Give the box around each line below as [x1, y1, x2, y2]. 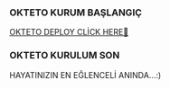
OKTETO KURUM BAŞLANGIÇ [9, 6, 143, 19]
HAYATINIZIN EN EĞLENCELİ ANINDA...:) [9, 69, 162, 80]
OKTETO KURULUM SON [9, 49, 120, 62]
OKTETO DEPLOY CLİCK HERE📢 [9, 27, 129, 38]
